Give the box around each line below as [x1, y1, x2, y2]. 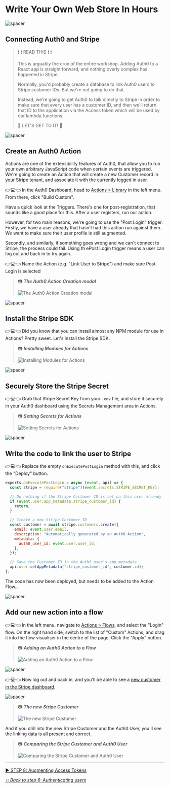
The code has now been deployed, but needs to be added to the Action [5, 578, 154, 584]
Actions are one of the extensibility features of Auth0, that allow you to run [5, 160, 160, 166]
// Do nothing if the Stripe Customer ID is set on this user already [10, 494, 162, 499]
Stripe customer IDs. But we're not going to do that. [17, 86, 125, 92]
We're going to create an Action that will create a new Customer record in [5, 171, 158, 177]
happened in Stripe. [17, 71, 59, 77]
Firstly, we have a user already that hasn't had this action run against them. [5, 224, 162, 230]
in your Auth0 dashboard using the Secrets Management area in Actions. [5, 403, 157, 409]
